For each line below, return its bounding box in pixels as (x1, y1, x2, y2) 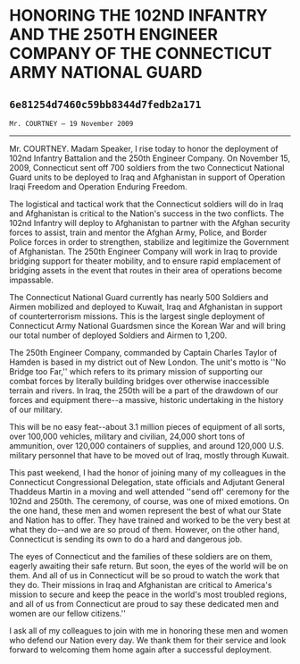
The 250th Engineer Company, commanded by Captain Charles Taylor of (9, 348, 278, 357)
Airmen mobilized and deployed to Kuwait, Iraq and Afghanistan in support (9, 301, 283, 312)
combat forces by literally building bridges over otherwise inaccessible (9, 376, 270, 386)
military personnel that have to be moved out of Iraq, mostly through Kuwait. (9, 450, 289, 460)
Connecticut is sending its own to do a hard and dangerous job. (9, 534, 243, 544)
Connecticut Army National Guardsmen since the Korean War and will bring (9, 321, 286, 331)
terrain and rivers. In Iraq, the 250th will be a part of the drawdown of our (9, 385, 279, 396)
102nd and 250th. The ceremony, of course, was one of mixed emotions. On (9, 496, 290, 506)
